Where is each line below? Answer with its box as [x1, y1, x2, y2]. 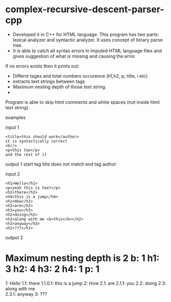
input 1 [5, 124, 19, 130]
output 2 [5, 234, 24, 241]
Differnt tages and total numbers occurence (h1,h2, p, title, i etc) [12, 73, 148, 79]
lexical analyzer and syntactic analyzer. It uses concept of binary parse [12, 37, 163, 43]
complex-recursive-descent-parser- [5, 4, 165, 15]
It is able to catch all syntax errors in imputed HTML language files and [12, 48, 162, 54]
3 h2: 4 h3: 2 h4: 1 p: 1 [5, 263, 100, 275]
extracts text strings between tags [12, 78, 85, 84]
